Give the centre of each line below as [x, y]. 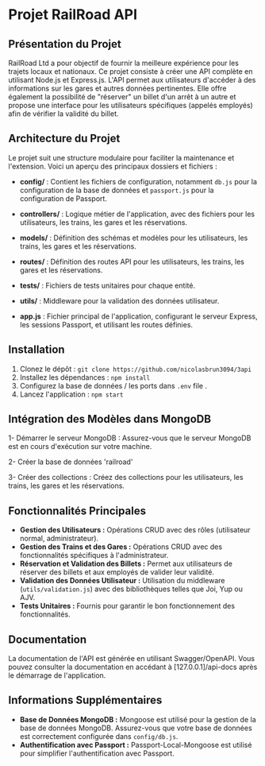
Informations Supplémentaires [85, 700]
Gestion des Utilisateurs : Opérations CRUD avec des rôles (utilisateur [135, 530]
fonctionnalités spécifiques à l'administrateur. [94, 555]
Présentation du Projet [65, 44]
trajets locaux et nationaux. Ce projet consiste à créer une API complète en [131, 72]
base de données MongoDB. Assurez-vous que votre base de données [136, 728]
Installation [36, 350]
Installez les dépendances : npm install [85, 377]
